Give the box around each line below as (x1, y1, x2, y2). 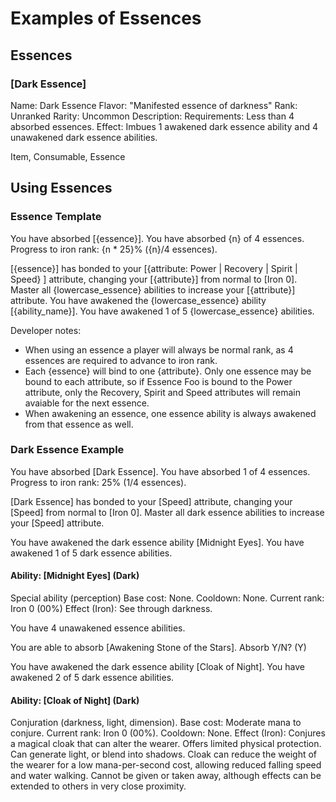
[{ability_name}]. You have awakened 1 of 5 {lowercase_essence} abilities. (10, 305, 315, 317)
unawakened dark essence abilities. (10, 131, 158, 143)
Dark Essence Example (10, 443, 125, 457)
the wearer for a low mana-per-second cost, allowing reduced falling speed (10, 759, 322, 771)
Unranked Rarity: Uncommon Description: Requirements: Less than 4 (10, 110, 295, 122)
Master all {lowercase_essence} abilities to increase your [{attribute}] (10, 283, 296, 296)
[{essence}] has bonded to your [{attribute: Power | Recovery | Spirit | (10, 262, 298, 274)
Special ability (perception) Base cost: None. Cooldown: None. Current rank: (10, 592, 325, 604)
